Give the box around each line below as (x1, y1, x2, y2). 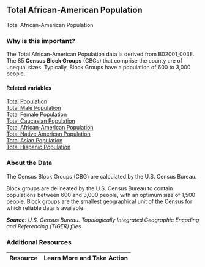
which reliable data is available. (6, 204, 85, 211)
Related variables (6, 84, 52, 91)
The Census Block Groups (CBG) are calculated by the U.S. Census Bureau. (6, 172, 197, 180)
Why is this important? (6, 36, 75, 45)
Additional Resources (6, 238, 72, 246)
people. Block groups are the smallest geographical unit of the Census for (6, 198, 193, 205)
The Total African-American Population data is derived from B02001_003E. (6, 50, 195, 58)
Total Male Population (6, 104, 61, 112)
